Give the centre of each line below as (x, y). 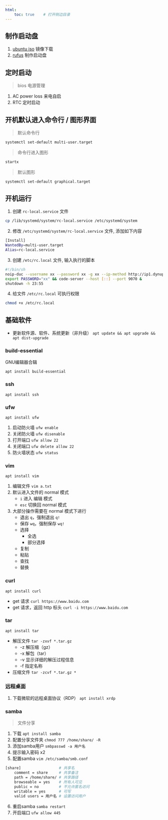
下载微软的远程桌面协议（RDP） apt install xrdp (64, 698)
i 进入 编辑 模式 (36, 499)
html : (11, 10)
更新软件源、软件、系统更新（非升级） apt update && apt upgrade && (84, 333)
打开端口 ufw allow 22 (35, 440)
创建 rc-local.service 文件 (40, 211)
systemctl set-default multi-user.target (49, 142)
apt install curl (23, 591)
